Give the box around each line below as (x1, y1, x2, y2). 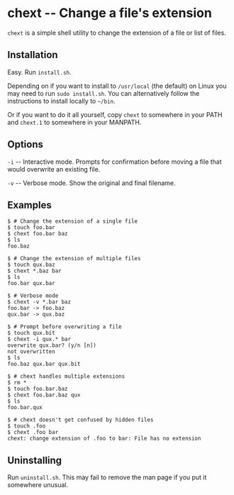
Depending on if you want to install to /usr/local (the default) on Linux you (7, 82, 227, 90)
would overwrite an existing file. (7, 165, 101, 173)
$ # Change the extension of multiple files (7, 255, 141, 262)
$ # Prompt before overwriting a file (7, 323, 122, 330)
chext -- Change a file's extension (7, 5, 213, 21)
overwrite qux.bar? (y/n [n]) (7, 342, 97, 349)
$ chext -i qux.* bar (7, 335, 72, 343)
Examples (7, 199, 52, 211)
